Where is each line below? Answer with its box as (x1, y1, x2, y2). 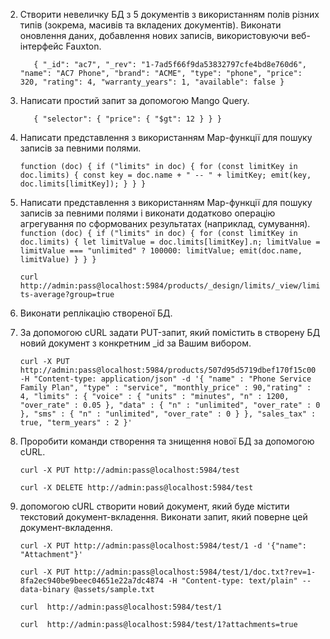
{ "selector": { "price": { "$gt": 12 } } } (33, 114, 222, 124)
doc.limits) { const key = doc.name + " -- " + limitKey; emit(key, (19, 170, 312, 180)
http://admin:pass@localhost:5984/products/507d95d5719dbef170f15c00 (19, 365, 317, 375)
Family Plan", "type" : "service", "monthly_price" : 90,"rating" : (19, 383, 312, 393)
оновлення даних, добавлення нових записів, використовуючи (19, 30, 290, 41)
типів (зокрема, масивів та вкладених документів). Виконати (19, 19, 282, 31)
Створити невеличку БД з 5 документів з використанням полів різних (19, 9, 320, 20)
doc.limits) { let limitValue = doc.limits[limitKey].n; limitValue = (19, 237, 321, 247)
